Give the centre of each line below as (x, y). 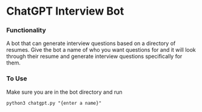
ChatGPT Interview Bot (65, 11)
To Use (17, 79)
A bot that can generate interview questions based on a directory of (91, 43)
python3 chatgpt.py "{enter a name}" (54, 103)
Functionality (26, 30)
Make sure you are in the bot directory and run (64, 92)
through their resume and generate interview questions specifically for (94, 57)
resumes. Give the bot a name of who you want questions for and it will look (101, 50)
